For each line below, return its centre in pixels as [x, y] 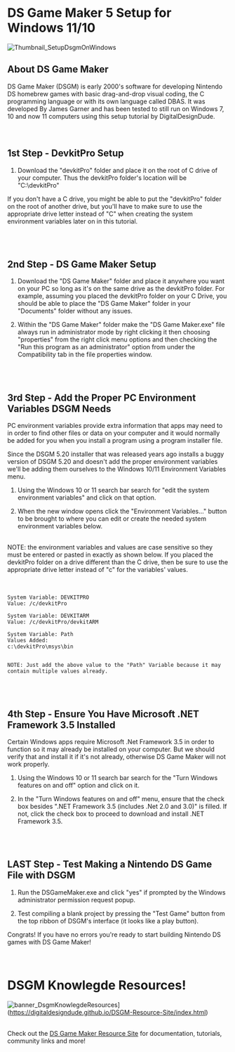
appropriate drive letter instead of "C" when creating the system [100, 214]
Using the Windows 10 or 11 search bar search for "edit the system [113, 491]
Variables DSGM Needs [59, 409]
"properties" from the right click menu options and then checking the [117, 339]
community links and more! [47, 1041]
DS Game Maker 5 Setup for [89, 13]
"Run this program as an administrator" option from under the [106, 347]
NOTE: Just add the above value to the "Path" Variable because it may [114, 665]
